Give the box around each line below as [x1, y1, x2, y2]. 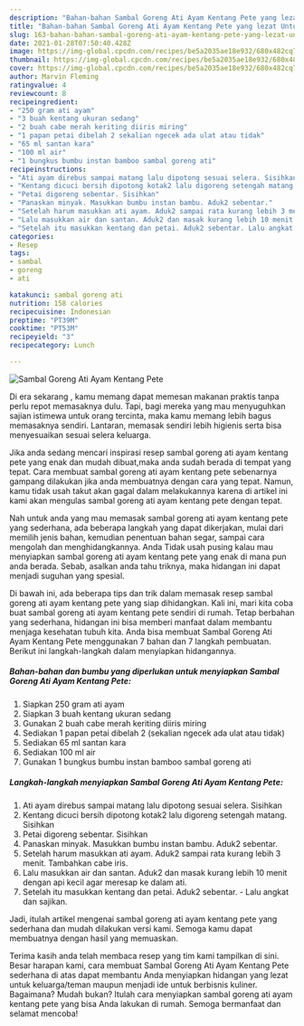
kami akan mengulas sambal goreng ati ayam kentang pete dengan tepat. [9, 495, 283, 506]
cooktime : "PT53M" [9, 324, 79, 333]
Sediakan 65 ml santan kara [22, 736, 127, 747]
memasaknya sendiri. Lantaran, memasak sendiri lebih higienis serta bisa [9, 420, 282, 431]
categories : [9, 232, 54, 241]
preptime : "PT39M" [9, 316, 79, 325]
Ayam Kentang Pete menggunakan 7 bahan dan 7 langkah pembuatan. [9, 635, 271, 647]
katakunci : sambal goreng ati [9, 290, 124, 299]
